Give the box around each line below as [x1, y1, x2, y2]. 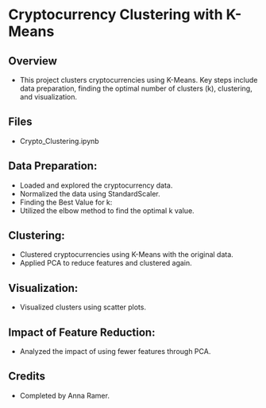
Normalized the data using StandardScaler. [19, 188, 160, 198]
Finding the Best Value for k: [19, 197, 113, 207]
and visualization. [19, 92, 78, 101]
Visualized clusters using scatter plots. [19, 302, 147, 312]
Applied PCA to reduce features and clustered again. [19, 258, 192, 268]
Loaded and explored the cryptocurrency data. [19, 181, 173, 190]
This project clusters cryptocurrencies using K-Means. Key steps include [19, 76, 258, 84]
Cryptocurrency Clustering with [8, 6, 224, 24]
